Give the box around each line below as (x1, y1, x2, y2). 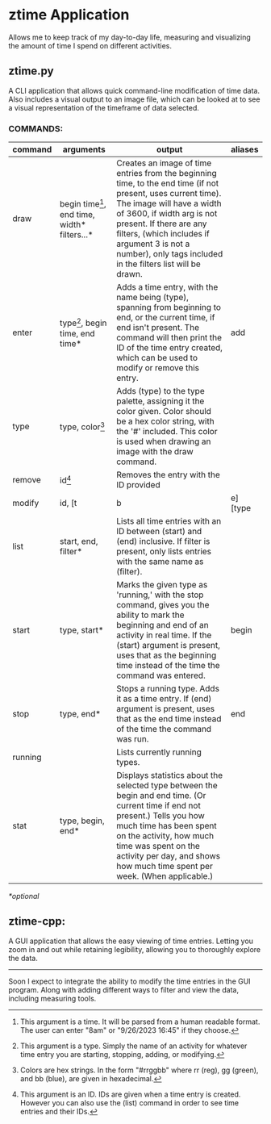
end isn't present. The (116, 322, 200, 333)
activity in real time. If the (116, 629, 212, 641)
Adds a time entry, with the (116, 282, 219, 293)
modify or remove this (116, 362, 200, 374)
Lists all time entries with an (116, 516, 222, 527)
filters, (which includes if (116, 228, 210, 240)
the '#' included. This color (116, 426, 218, 437)
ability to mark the (116, 609, 185, 620)
